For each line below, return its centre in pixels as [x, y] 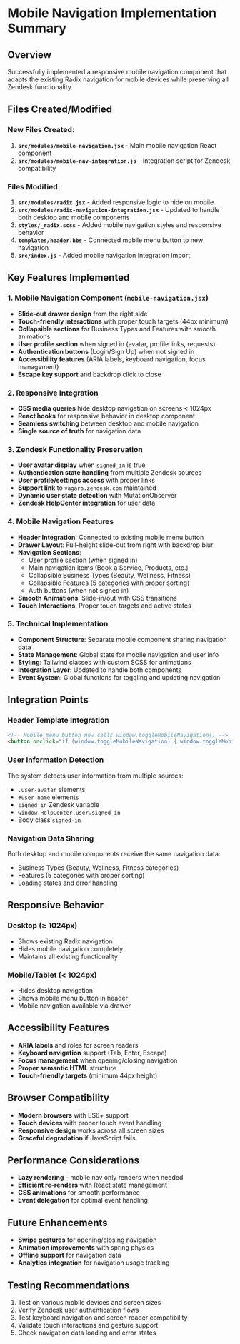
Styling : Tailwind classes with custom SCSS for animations [104, 662]
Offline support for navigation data [69, 1255]
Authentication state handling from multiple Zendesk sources [110, 473]
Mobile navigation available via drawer [74, 1006]
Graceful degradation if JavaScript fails [76, 1138]
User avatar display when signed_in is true [81, 465]
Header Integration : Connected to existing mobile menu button [111, 537]
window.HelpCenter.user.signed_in [69, 813]
